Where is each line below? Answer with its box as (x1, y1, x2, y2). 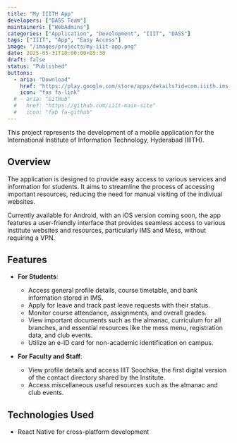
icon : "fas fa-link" (20, 89, 80, 96)
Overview (7, 156, 51, 168)
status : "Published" (7, 63, 68, 70)
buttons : (7, 69, 33, 76)
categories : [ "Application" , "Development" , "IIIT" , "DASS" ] (7, 30, 191, 37)
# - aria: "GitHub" (13, 96, 71, 103)
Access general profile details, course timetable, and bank (28, 286, 197, 295)
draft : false (7, 56, 46, 63)
